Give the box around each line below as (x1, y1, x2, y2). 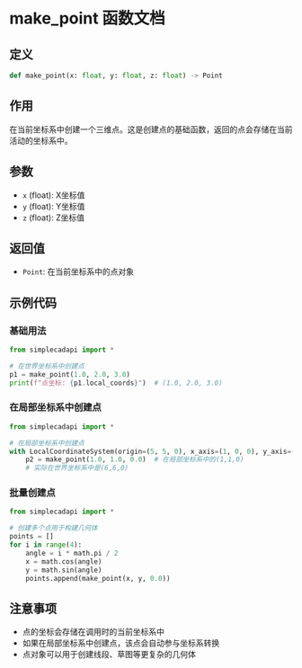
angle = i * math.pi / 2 (25, 548, 119, 557)
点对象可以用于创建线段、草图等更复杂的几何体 (22, 649, 196, 660)
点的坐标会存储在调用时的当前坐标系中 (22, 627, 164, 637)
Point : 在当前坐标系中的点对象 (22, 266, 135, 277)
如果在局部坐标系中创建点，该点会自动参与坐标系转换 (22, 637, 220, 648)
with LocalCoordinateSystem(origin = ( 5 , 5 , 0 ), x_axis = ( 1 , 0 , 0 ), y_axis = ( (9, 447, 296, 456)
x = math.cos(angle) (25, 557, 102, 566)
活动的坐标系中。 (9, 135, 73, 146)
